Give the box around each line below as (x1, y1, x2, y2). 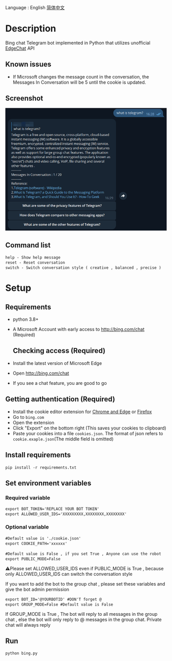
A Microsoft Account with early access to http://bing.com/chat (12, 326, 145, 333)
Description (5, 23, 56, 34)
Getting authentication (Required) (5, 395, 115, 404)
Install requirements (5, 451, 71, 459)
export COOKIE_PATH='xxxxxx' (5, 541, 68, 546)
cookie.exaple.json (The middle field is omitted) (12, 436, 114, 442)
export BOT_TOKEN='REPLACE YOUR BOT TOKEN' (5, 507, 100, 512)
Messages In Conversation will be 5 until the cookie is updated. (12, 79, 146, 85)
